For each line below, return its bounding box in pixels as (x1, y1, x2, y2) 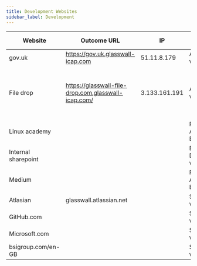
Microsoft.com (9, 229, 49, 237)
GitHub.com (9, 213, 42, 221)
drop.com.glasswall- (65, 88, 123, 96)
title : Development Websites (6, 8, 77, 15)
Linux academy (9, 127, 52, 135)
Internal (9, 147, 30, 156)
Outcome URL (80, 36, 120, 44)
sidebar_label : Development (6, 14, 75, 20)
